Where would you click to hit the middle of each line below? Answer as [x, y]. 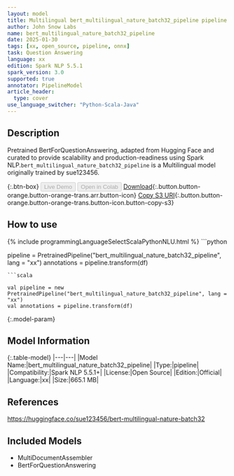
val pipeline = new [36, 288]
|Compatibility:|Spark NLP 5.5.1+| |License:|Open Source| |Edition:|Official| [115, 372]
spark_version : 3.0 [36, 72]
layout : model [28, 14]
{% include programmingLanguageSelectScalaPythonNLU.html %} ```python [117, 241]
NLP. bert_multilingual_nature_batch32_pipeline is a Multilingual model [111, 164]
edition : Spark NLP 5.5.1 [45, 66]
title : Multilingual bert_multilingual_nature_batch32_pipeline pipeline [117, 20]
